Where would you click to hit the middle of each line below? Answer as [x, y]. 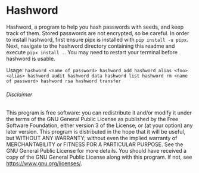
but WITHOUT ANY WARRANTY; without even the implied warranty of [92, 138]
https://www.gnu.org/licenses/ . [44, 163]
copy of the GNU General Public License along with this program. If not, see [99, 157]
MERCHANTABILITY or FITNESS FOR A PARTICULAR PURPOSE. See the [95, 144]
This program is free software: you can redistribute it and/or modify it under [99, 113]
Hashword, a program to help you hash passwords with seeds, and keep [95, 27]
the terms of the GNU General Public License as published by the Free [92, 119]
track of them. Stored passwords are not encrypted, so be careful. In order [98, 33]
